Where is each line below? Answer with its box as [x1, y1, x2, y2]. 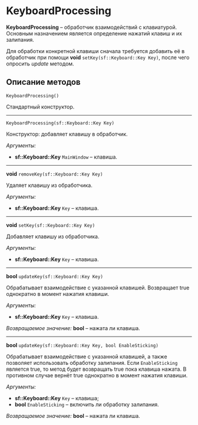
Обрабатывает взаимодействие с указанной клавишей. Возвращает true [6, 284, 190, 291]
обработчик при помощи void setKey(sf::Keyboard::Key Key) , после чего [6, 54, 190, 61]
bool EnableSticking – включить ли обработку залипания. [14, 401, 159, 408]
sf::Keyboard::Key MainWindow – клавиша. [14, 153, 118, 160]
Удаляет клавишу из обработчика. [6, 182, 93, 189]
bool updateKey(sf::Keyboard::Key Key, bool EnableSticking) [6, 341, 159, 348]
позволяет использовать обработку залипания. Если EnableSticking [6, 359, 178, 366]
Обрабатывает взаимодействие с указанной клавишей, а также [6, 352, 167, 360]
